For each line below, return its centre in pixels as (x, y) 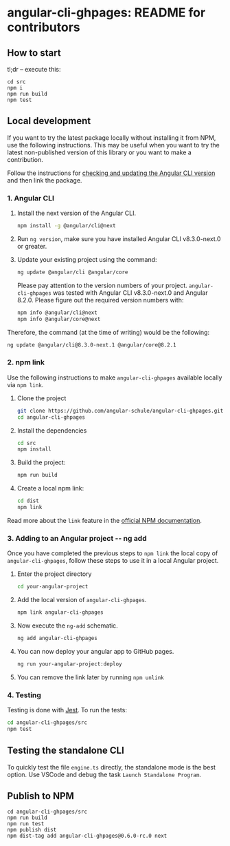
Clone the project (42, 398)
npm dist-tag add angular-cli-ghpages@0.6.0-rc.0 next (87, 836)
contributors (44, 27)
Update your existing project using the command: (87, 259)
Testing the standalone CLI (66, 751)
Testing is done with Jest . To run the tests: (67, 710)
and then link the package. (45, 180)
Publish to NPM (41, 796)
